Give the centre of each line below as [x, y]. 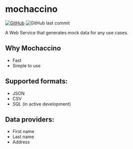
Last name [23, 137]
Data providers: [30, 119]
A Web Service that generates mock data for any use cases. [67, 32]
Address [21, 142]
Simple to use [26, 65]
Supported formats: [37, 81]
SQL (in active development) [42, 104]
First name [23, 132]
